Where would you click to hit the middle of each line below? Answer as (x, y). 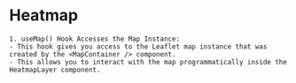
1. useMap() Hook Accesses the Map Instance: (94, 39)
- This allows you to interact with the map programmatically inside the (148, 62)
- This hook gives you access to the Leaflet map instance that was (138, 46)
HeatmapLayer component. (55, 70)
